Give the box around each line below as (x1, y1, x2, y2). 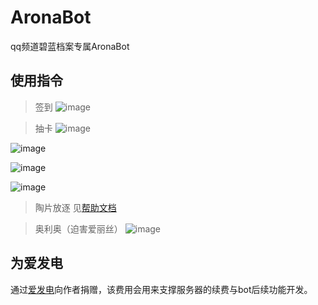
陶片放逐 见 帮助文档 (34, 201, 117, 213)
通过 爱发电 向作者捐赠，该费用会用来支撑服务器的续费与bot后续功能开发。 (10, 283, 313, 295)
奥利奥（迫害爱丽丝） (34, 222, 123, 235)
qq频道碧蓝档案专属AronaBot (10, 40, 130, 52)
